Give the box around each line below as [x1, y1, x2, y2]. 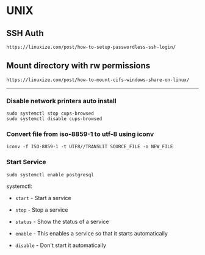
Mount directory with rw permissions [6, 60, 151, 71]
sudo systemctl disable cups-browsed [6, 116, 103, 122]
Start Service [6, 158, 47, 167]
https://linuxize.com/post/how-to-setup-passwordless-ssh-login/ [6, 44, 176, 50]
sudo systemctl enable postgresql [6, 171, 95, 178]
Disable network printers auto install [6, 96, 117, 105]
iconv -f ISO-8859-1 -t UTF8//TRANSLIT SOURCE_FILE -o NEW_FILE [6, 144, 173, 150]
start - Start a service [15, 194, 71, 201]
